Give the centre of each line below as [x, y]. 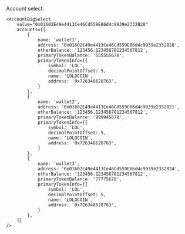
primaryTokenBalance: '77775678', [80, 179]
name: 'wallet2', [59, 102]
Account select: [25, 9]
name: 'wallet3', [59, 164]
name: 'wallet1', [59, 40]
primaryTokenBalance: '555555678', [81, 55]
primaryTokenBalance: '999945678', [81, 117]
